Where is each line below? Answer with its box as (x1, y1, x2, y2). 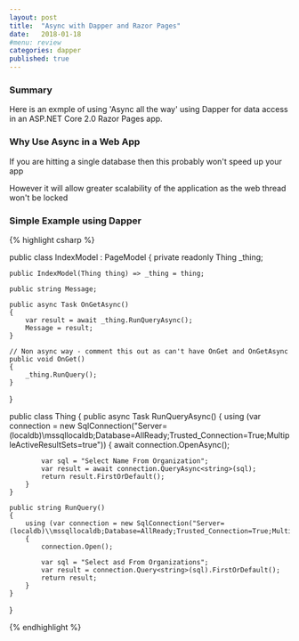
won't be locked (9, 192, 69, 203)
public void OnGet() (9, 354, 86, 363)
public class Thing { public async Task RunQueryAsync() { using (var (9, 410, 262, 421)
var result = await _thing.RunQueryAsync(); (25, 315, 193, 325)
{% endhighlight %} (9, 621, 82, 632)
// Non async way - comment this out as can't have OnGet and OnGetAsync (9, 346, 289, 356)
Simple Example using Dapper (9, 215, 142, 227)
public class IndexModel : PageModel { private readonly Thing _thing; (9, 251, 264, 263)
